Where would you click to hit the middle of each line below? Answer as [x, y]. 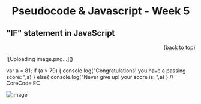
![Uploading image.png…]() [40, 59]
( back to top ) [179, 47]
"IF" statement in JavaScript [61, 33]
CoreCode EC [23, 83]
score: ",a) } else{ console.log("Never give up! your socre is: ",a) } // [90, 77]
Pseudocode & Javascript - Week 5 [101, 11]
